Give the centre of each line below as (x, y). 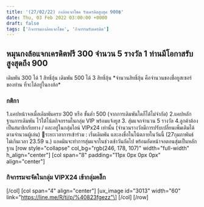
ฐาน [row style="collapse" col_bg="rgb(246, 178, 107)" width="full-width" (98, 148)
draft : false (23, 23)
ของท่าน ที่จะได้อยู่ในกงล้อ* (33, 85)
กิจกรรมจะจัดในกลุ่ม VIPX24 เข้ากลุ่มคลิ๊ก (56, 177)
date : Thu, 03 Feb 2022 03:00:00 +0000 (57, 18)
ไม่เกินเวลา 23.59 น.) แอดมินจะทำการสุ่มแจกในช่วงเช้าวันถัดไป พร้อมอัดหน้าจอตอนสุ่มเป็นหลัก (101, 141)
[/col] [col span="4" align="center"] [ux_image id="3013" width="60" (93, 191)
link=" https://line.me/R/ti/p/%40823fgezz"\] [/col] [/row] (78, 197)
